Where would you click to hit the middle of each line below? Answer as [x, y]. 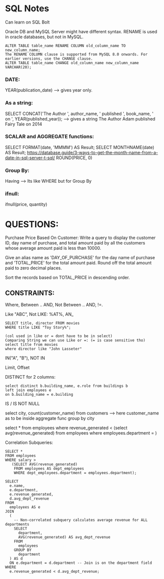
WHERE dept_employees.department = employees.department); [75, 473]
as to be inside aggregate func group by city [50, 418]
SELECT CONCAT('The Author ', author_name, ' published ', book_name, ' [79, 114]
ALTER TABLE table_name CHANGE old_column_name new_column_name [72, 63]
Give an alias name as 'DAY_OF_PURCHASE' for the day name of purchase [80, 258]
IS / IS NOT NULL [23, 404]
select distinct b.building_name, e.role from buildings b [67, 386]
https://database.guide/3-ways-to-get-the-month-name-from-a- [92, 152]
